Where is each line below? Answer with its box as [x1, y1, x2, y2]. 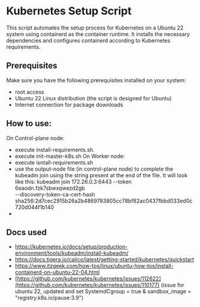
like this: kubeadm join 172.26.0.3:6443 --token [14, 178, 132, 185]
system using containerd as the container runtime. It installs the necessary [6, 30, 190, 37]
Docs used [6, 227, 47, 237]
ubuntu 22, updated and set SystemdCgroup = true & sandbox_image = [14, 288, 192, 295]
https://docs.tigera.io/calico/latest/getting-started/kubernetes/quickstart [14, 256, 195, 263]
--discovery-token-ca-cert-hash [14, 190, 95, 198]
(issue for [160, 281, 184, 289]
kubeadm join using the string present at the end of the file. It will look [14, 171, 187, 178]
